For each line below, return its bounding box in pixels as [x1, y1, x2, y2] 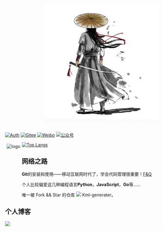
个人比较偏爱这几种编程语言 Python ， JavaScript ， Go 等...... [21, 181, 141, 187]
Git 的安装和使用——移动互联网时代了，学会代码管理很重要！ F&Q [21, 171, 152, 177]
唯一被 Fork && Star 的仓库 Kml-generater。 [21, 192, 116, 198]
